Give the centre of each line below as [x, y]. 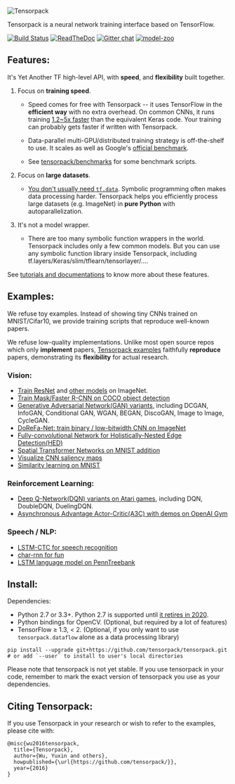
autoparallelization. [55, 211]
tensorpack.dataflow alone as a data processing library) [98, 637]
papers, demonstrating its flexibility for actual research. [88, 357]
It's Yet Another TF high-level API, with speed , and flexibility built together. [116, 77]
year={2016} [31, 769]
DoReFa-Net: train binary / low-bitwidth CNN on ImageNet [101, 428]
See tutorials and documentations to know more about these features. [108, 274]
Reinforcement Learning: [51, 483]
